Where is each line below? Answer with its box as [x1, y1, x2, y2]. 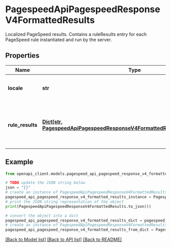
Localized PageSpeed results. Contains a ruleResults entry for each [5, 31, 147, 37]
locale [8, 84, 23, 91]
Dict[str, [42, 118, 63, 125]
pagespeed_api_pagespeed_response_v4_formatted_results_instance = [5, 195, 152, 200]
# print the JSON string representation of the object [5, 199, 124, 204]
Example [5, 158, 34, 166]
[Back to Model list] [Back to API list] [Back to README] [5, 236, 122, 242]
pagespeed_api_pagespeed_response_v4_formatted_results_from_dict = [5, 227, 154, 232]
